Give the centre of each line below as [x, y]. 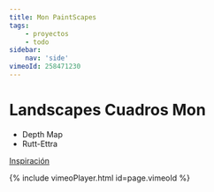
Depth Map [42, 134]
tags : [19, 26]
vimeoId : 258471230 [45, 67]
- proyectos [47, 33]
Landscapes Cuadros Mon [107, 110]
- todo [37, 42]
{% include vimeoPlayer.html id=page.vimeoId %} [99, 178]
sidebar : [25, 50]
